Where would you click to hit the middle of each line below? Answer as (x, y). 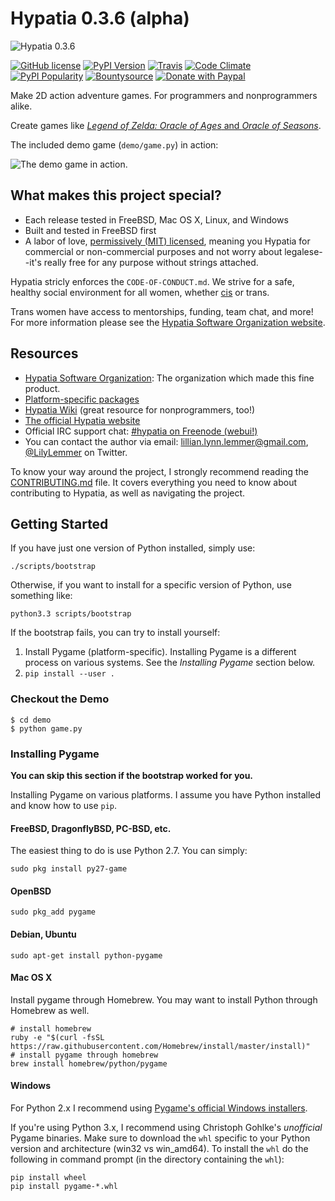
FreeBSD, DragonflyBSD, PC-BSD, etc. (91, 828)
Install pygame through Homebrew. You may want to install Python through (164, 999)
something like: (41, 596)
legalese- (303, 251)
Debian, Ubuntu (43, 934)
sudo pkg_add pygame (53, 912)
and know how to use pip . (64, 805)
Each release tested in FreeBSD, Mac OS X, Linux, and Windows (156, 219)
